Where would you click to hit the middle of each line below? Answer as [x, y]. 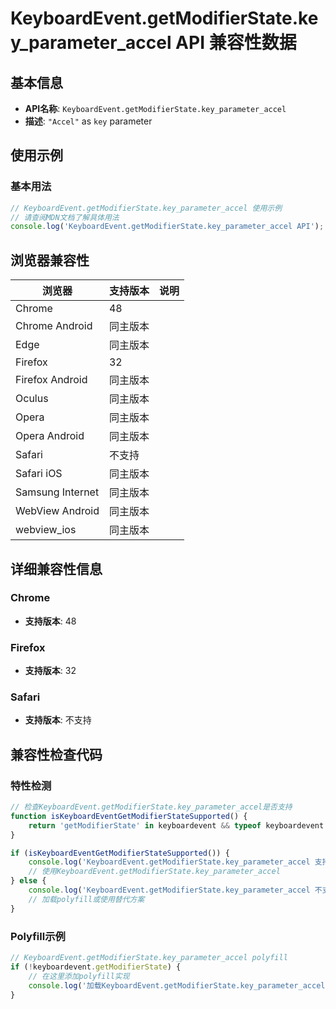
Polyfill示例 [38, 936]
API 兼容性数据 [236, 43]
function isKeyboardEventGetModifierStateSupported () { [129, 816]
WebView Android [57, 511]
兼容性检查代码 [56, 754]
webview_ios [46, 530]
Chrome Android [54, 326]
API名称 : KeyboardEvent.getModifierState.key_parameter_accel [155, 108]
